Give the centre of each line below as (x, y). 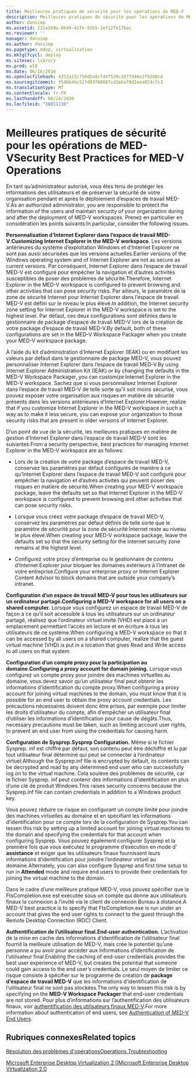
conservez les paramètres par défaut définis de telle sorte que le (92, 523)
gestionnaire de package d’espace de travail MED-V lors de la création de (94, 322)
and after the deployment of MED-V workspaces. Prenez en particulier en (94, 218)
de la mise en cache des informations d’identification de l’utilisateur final (93, 938)
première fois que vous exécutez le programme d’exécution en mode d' (92, 847)
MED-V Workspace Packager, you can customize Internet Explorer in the (93, 377)
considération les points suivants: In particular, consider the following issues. (98, 224)
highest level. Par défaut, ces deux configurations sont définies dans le (91, 316)
